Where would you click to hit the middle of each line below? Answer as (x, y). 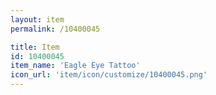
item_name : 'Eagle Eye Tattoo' (75, 66)
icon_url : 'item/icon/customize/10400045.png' (109, 75)
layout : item (37, 19)
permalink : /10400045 (55, 29)
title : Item (35, 47)
